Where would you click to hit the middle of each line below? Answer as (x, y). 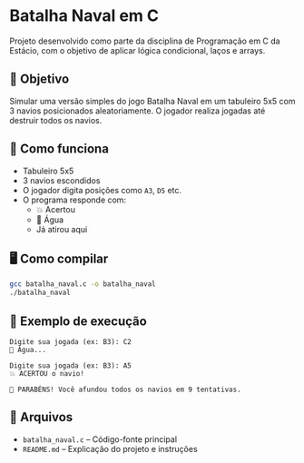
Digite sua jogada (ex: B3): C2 (70, 341)
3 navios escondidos (61, 180)
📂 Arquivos (41, 417)
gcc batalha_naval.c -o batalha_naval (83, 284)
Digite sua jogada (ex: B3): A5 (70, 365)
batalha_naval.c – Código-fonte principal (100, 439)
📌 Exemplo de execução (78, 321)
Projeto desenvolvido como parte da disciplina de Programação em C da (145, 41)
